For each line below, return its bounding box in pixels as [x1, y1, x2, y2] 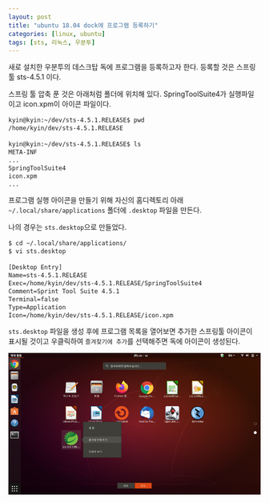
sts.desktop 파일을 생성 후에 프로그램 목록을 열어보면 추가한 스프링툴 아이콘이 [8, 327, 253, 336]
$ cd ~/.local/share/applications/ [8, 239, 127, 247]
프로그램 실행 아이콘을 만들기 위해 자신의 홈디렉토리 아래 [8, 195, 184, 205]
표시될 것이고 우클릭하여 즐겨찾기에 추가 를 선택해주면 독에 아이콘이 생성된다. [8, 336, 241, 346]
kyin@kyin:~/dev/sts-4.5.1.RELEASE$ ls [8, 140, 142, 148]
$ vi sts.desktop [8, 247, 66, 256]
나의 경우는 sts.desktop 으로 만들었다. [8, 223, 127, 232]
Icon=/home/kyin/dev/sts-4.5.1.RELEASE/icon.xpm [8, 312, 174, 320]
